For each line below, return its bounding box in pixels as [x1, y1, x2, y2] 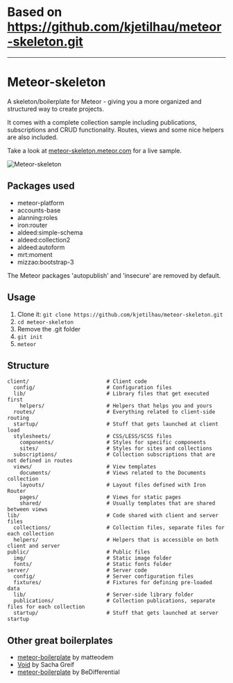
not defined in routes [7, 457, 73, 464]
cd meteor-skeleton [17, 318, 74, 326]
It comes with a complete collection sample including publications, [7, 118, 198, 126]
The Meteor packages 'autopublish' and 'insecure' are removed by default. [7, 271, 221, 279]
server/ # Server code [7, 567, 148, 574]
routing [7, 415, 30, 422]
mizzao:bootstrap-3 [17, 258, 74, 266]
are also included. [7, 133, 58, 141]
